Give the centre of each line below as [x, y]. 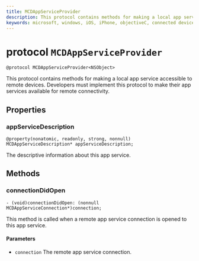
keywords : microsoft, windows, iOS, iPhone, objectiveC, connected [91, 22]
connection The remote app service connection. [73, 252]
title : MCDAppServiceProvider [44, 12]
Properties [26, 110]
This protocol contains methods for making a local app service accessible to [99, 79]
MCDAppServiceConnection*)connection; [54, 208]
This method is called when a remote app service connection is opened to [97, 219]
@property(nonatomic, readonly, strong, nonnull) [69, 139]
